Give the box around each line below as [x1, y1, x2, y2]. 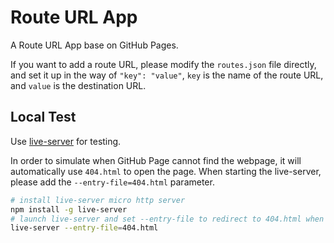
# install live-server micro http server [10, 195, 186, 205]
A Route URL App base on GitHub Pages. [10, 39, 179, 51]
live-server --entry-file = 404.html [10, 223, 159, 233]
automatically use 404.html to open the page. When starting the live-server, [10, 165, 322, 177]
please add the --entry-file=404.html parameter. [10, 176, 215, 188]
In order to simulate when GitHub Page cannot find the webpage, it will [10, 154, 302, 166]
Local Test [10, 109, 77, 126]
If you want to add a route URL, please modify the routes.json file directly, [10, 58, 317, 70]
